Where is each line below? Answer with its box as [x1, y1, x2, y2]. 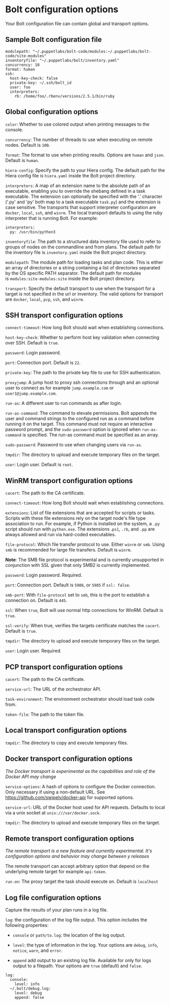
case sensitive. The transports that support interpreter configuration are [5, 204, 156, 210]
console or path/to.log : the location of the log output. [12, 932, 126, 939]
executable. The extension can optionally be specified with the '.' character [5, 193, 163, 199]
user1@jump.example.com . [5, 390, 57, 397]
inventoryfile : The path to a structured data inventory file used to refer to [5, 238, 161, 244]
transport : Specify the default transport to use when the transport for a [5, 285, 155, 291]
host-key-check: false [10, 76, 58, 81]
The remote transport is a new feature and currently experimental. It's [5, 848, 152, 854]
